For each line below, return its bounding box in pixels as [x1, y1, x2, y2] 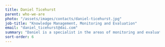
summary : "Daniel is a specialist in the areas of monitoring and [5, 30, 144, 35]
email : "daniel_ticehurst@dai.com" [5, 25, 78, 30]
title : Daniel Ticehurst [5, 7, 56, 12]
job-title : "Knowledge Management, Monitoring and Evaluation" [5, 21, 137, 26]
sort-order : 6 [5, 35, 34, 40]
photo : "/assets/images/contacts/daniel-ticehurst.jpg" [5, 16, 122, 21]
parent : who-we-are [5, 12, 45, 17]
